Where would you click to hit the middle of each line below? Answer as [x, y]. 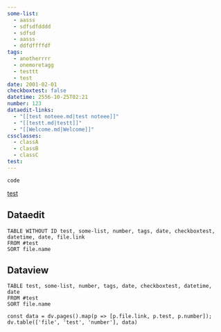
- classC [26, 155]
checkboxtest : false [37, 91]
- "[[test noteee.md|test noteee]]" [66, 116]
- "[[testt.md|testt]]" [47, 123]
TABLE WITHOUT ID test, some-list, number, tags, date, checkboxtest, [111, 231]
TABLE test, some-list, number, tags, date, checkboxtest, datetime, [110, 286]
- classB [26, 149]
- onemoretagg [34, 65]
